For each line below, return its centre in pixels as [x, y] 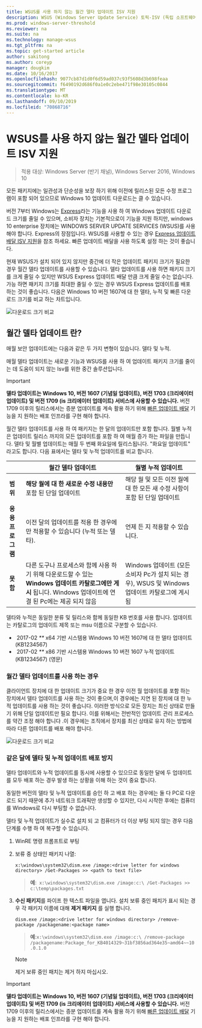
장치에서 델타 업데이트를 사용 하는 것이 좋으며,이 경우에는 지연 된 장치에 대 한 [96, 698]
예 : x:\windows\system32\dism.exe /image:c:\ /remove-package [107, 936]
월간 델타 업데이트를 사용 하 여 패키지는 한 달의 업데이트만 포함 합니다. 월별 [93, 429]
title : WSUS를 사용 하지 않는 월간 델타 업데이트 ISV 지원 [71, 12]
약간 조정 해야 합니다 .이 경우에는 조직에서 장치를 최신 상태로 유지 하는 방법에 [102, 721]
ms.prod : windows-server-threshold [51, 23]
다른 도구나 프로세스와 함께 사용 [68, 565]
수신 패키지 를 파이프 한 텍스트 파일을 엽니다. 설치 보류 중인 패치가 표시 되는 [102, 900]
